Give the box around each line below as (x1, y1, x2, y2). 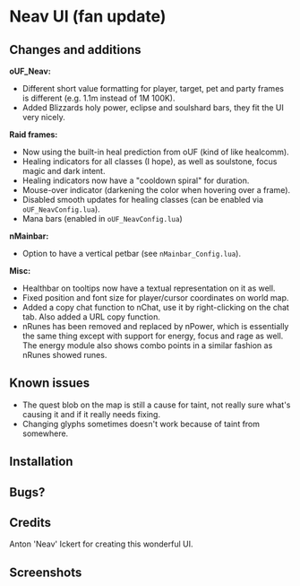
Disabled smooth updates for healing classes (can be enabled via (21, 195, 264, 205)
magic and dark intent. (21, 166, 106, 176)
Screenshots (9, 564, 82, 580)
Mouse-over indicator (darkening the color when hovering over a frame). (21, 185, 291, 195)
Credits (9, 514, 52, 530)
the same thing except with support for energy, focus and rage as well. (21, 330, 284, 341)
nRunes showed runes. (21, 350, 107, 360)
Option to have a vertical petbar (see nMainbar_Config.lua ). (21, 249, 242, 258)
